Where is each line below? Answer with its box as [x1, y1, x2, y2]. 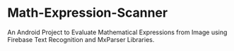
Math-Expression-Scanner [7, 5, 168, 21]
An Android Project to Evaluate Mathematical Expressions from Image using [7, 28, 228, 36]
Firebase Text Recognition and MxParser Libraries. [7, 35, 155, 43]
